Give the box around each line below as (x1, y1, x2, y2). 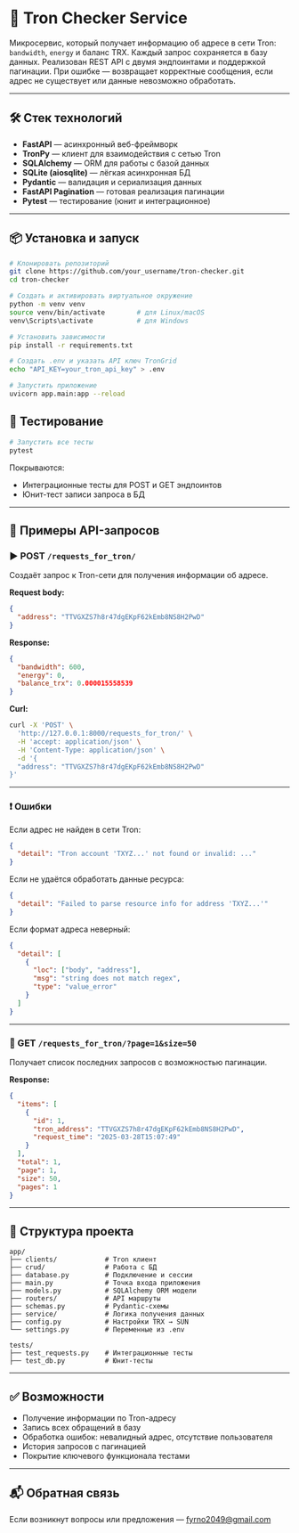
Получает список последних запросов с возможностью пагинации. (9, 1057, 268, 1068)
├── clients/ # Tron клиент (9, 1255, 158, 1264)
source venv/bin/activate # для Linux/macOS (9, 307, 205, 317)
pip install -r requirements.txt (9, 340, 133, 350)
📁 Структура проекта (9, 1224, 134, 1239)
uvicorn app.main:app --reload (9, 389, 125, 399)
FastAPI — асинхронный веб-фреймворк (21, 138, 178, 150)
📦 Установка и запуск (9, 231, 140, 246)
